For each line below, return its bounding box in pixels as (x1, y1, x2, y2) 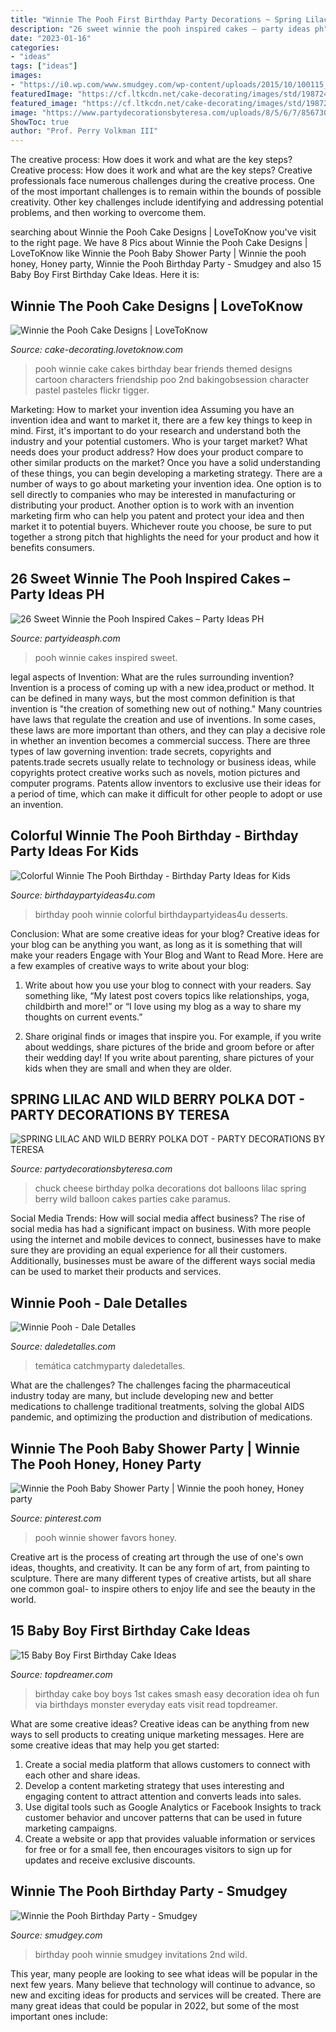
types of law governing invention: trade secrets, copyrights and (10, 745, 272, 757)
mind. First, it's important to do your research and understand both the (10, 424, 302, 436)
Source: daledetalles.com (10, 1341, 116, 1353)
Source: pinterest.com (10, 1512, 102, 1524)
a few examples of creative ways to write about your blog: (10, 959, 250, 971)
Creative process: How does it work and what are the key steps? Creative (10, 164, 313, 176)
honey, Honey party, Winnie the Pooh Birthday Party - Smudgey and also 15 (10, 258, 322, 270)
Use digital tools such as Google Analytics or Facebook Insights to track (24, 1801, 322, 1813)
